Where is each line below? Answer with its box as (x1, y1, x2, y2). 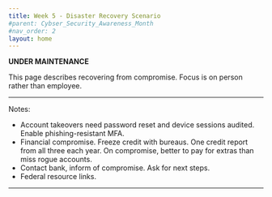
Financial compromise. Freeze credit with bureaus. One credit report (19, 137, 249, 147)
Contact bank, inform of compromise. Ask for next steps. (19, 163, 210, 173)
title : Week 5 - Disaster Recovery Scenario (8, 11, 161, 20)
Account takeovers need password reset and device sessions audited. (19, 120, 255, 130)
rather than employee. (8, 81, 83, 91)
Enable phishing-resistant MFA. (19, 129, 125, 139)
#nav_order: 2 (8, 27, 57, 35)
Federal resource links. (19, 172, 97, 182)
